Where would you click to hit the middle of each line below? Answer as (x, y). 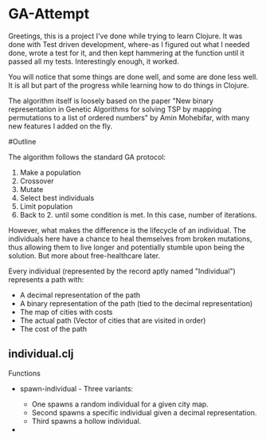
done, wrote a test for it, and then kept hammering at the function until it (126, 53)
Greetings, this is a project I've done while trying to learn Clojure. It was (125, 36)
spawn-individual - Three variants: (76, 388)
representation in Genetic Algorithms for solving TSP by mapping (115, 109)
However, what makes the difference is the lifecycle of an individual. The (127, 230)
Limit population (46, 206)
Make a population (50, 172)
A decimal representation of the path (80, 295)
